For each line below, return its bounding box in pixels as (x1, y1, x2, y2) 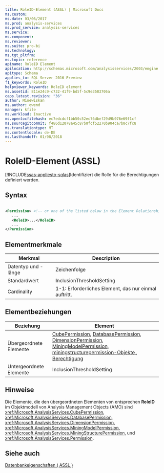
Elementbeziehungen (5, 308, 72, 316)
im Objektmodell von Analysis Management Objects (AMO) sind (5, 404, 133, 410)
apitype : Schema (5, 71, 38, 76)
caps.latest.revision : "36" (5, 93, 62, 98)
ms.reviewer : (5, 39, 32, 44)
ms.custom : (5, 12, 27, 17)
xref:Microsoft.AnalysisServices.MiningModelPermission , (5, 425, 121, 430)
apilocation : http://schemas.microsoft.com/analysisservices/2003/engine (5, 67, 159, 71)
